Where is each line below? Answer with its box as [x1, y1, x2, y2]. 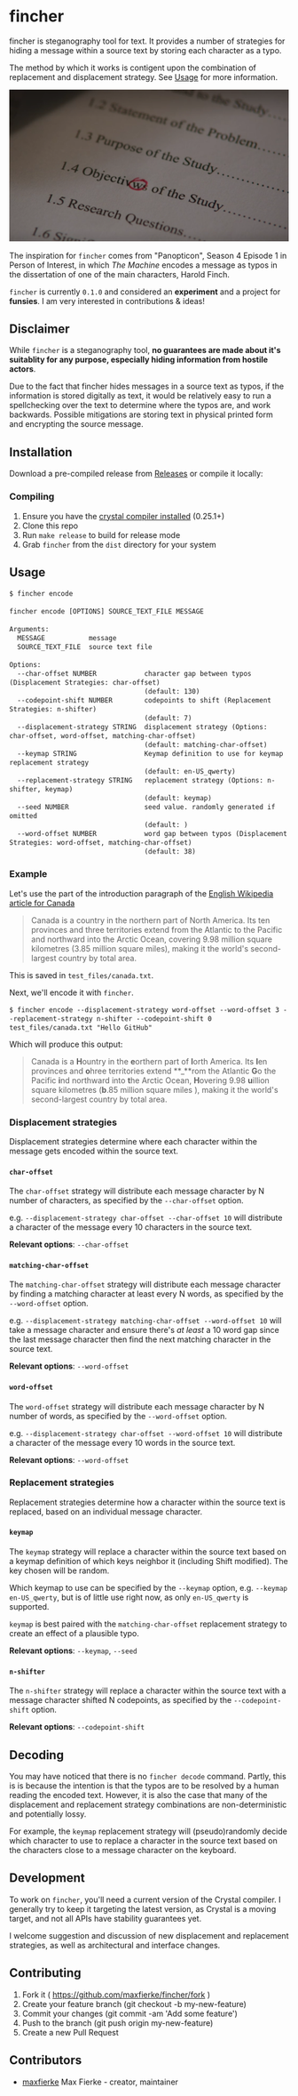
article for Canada [9, 897, 75, 908]
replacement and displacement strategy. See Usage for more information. [9, 71, 278, 82]
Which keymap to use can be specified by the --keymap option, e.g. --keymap [9, 1583, 288, 1594]
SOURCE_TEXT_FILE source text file [17, 643, 153, 652]
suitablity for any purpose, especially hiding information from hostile [9, 354, 269, 365]
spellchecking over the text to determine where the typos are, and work [9, 400, 271, 411]
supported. [9, 1602, 50, 1612]
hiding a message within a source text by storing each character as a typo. [9, 44, 282, 55]
